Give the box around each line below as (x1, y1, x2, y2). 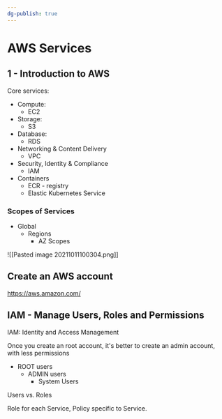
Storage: (17, 114, 43, 123)
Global (17, 222, 36, 230)
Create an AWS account (7, 271, 113, 282)
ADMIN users (27, 370, 66, 378)
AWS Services (7, 40, 92, 56)
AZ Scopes (38, 236, 71, 245)
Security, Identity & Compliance (17, 159, 108, 167)
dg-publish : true (7, 10, 58, 17)
